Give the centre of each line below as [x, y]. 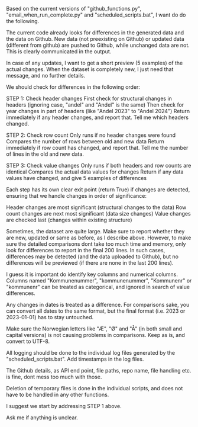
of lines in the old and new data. [45, 154]
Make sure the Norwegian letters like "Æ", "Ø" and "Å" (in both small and [94, 329]
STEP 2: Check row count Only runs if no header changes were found [91, 135]
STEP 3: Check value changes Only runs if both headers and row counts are [99, 166]
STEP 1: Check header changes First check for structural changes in [89, 98]
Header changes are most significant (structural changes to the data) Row [96, 207]
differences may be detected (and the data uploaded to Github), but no [92, 256]
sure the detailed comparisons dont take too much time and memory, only [96, 244]
